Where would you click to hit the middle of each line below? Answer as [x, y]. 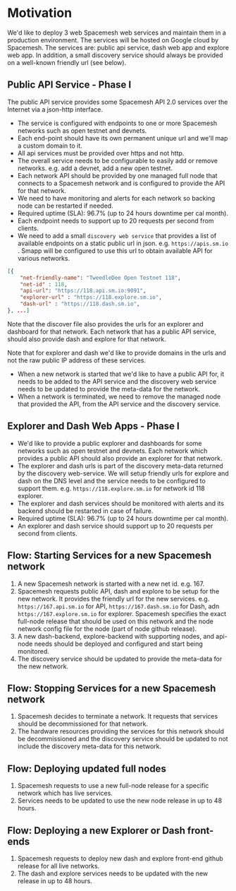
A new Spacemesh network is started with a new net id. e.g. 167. [111, 584]
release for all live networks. [58, 866]
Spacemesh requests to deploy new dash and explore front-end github [120, 858]
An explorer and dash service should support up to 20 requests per [115, 526]
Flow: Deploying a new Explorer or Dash [96, 831]
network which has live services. [65, 793]
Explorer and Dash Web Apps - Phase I [93, 426]
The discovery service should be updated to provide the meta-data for [120, 659]
